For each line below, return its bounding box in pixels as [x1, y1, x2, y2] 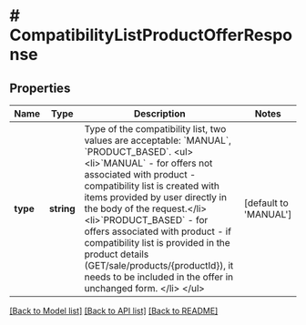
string [48, 202, 76, 215]
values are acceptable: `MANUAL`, [84, 134, 232, 147]
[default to [243, 197, 289, 209]
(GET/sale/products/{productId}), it [84, 259, 234, 271]
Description [133, 107, 186, 119]
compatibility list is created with [84, 179, 220, 192]
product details [84, 248, 149, 260]
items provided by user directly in [84, 191, 228, 203]
